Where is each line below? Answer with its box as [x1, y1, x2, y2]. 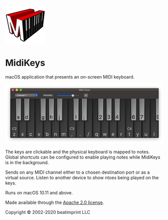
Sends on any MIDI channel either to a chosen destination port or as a [5, 169, 150, 175]
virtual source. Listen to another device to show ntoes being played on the [5, 174, 159, 180]
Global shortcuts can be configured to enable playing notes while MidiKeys [5, 154, 160, 160]
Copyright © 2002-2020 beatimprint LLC [5, 209, 91, 215]
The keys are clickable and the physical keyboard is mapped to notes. [5, 149, 150, 155]
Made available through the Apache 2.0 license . [5, 199, 104, 205]
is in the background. [5, 159, 49, 165]
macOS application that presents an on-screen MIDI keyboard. [5, 74, 135, 80]
